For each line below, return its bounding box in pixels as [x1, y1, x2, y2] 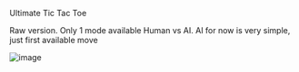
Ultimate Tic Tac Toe [9, 8, 87, 18]
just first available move [9, 35, 98, 45]
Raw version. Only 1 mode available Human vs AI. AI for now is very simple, [9, 25, 291, 35]
